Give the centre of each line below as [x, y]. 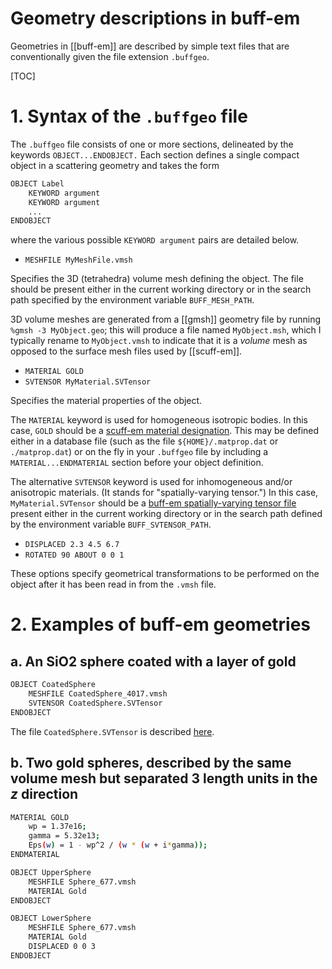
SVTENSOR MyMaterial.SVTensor [88, 382]
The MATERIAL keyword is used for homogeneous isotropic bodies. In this [159, 420]
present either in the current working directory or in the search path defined [166, 514]
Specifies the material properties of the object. [106, 401]
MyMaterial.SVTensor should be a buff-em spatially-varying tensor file [153, 503]
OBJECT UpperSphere [51, 872]
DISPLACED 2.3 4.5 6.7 [72, 545]
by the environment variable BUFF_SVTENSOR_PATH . [111, 524]
